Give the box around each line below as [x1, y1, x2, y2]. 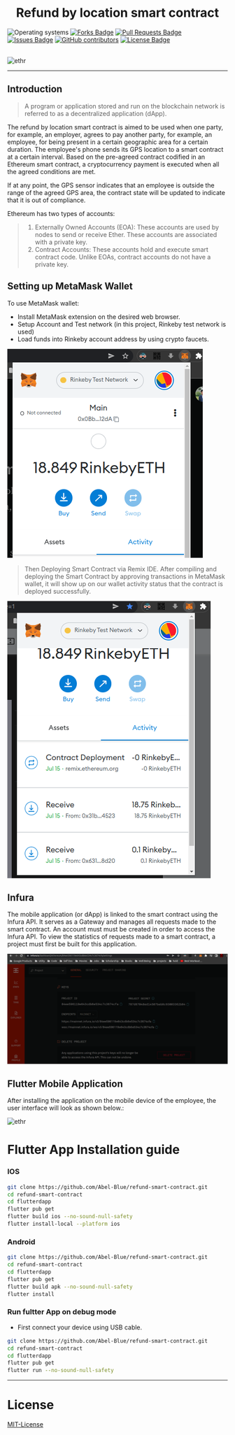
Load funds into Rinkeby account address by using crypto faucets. [17, 334, 210, 343]
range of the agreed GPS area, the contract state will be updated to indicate [7, 188, 226, 197]
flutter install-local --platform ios [7, 1220, 120, 1228]
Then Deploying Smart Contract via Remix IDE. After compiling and [24, 564, 217, 573]
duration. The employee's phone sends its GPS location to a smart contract [7, 145, 224, 153]
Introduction [7, 83, 63, 95]
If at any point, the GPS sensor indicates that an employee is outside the [7, 180, 215, 190]
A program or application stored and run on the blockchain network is [24, 101, 225, 110]
